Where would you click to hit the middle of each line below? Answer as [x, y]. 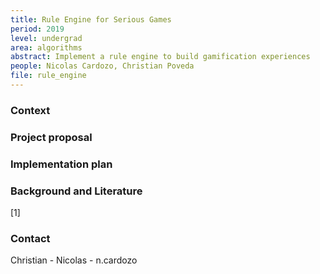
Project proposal [51, 137]
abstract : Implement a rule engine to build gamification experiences [160, 57]
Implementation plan [61, 164]
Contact [30, 238]
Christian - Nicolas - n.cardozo [74, 260]
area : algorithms [46, 47]
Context [30, 110]
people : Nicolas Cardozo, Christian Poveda [102, 66]
